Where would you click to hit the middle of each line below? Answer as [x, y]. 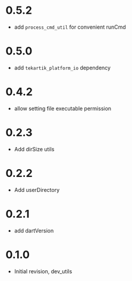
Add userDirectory [37, 190]
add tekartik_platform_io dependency [62, 68]
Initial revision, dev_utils [43, 271]
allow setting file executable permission [62, 108]
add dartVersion [34, 230]
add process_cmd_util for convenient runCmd [70, 27]
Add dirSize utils [34, 149]
